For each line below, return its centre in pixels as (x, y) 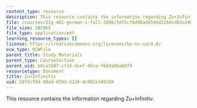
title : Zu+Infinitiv (31, 76)
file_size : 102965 (28, 28)
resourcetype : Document (35, 71)
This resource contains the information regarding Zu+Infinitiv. (80, 99)
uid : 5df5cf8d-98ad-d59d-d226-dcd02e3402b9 (60, 82)
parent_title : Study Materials (44, 55)
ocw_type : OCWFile (28, 50)
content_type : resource (35, 11)
